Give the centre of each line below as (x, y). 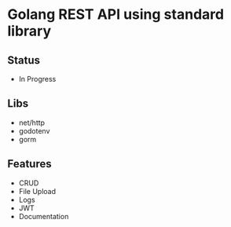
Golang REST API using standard (116, 15)
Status (24, 60)
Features (29, 164)
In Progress (37, 79)
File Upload (37, 191)
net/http (31, 123)
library (29, 31)
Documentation (44, 216)
